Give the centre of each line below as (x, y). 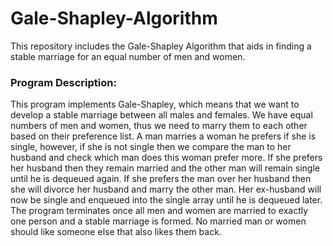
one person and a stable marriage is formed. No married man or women (158, 221)
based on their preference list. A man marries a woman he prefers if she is (163, 136)
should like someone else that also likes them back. (116, 232)
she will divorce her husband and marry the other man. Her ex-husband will (166, 189)
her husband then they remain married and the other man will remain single (165, 168)
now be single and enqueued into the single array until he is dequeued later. (166, 200)
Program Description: (63, 82)
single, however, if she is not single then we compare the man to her (151, 147)
